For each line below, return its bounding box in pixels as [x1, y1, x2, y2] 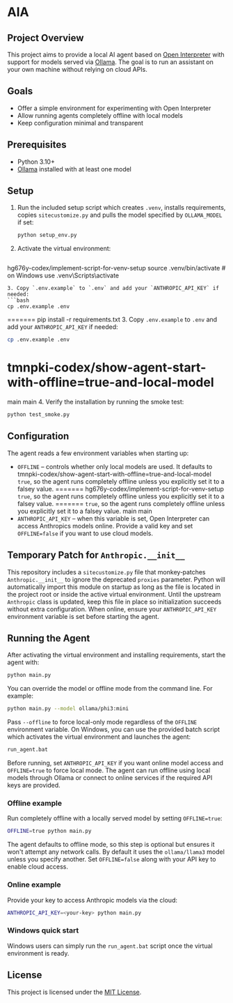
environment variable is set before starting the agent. [7, 612, 160, 620]
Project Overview [7, 32, 84, 44]
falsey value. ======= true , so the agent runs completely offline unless [17, 499, 225, 507]
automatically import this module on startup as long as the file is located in [7, 583, 220, 591]
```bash [7, 297, 30, 304]
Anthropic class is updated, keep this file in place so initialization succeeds [7, 597, 222, 606]
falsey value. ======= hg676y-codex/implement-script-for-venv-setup [17, 484, 225, 493]
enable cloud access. [7, 862, 68, 871]
